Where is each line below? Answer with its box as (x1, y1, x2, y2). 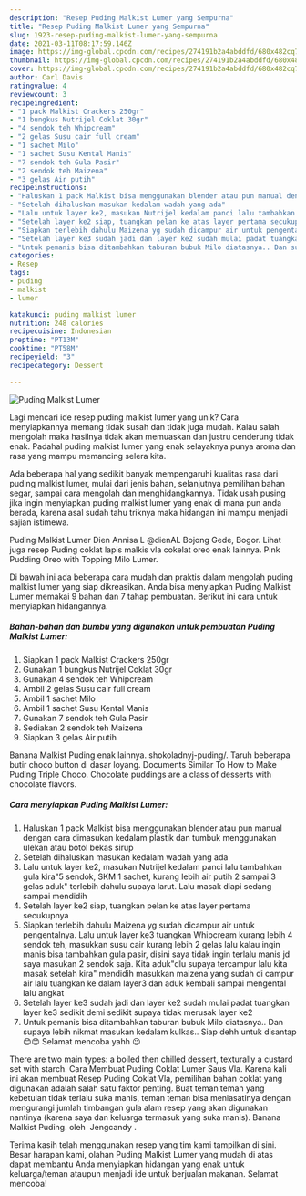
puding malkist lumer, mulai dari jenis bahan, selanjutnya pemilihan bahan (9, 477, 285, 488)
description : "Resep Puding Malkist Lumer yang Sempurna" (9, 13, 234, 23)
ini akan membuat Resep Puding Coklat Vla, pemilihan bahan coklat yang (9, 1073, 283, 1084)
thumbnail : (9, 56, 51, 65)
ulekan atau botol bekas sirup (22, 842, 134, 853)
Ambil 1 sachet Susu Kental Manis (22, 702, 149, 713)
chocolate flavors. (9, 778, 77, 790)
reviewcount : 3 (9, 89, 67, 99)
